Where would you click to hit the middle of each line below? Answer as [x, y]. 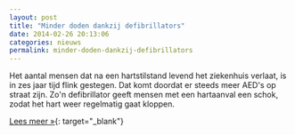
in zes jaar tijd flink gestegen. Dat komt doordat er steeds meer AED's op [143, 85]
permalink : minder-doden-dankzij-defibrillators [101, 51]
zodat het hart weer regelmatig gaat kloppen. [92, 104]
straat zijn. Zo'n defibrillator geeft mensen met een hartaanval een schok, [144, 95]
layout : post [33, 17]
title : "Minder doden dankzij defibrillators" [97, 26]
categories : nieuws [45, 42]
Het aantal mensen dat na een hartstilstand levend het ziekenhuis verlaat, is [148, 75]
